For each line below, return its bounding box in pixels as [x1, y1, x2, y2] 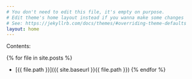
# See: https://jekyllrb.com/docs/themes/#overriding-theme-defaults [6, 20, 187, 26]
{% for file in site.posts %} [6, 54, 73, 61]
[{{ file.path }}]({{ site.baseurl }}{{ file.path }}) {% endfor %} [15, 66, 166, 74]
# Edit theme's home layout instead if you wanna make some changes [6, 15, 184, 21]
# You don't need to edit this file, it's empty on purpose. [6, 9, 165, 15]
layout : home [6, 26, 40, 32]
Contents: [6, 43, 31, 50]
